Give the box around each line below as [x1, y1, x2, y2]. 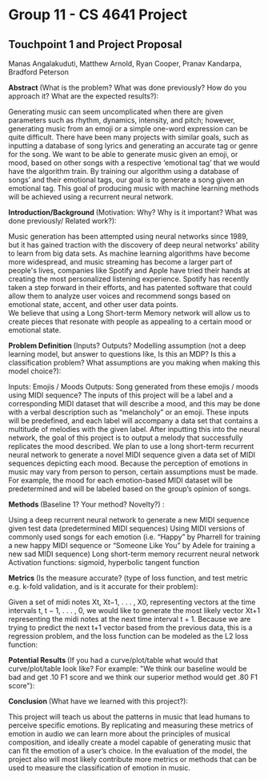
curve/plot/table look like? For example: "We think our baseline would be [8, 664, 247, 673]
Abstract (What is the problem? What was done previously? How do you [8, 83, 247, 92]
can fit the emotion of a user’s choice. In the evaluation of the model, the [8, 746, 248, 755]
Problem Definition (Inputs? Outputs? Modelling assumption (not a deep [8, 341, 246, 350]
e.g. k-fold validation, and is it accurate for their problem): [8, 582, 198, 591]
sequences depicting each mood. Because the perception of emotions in [8, 458, 248, 468]
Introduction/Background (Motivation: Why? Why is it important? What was [8, 208, 258, 217]
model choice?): [8, 366, 62, 376]
